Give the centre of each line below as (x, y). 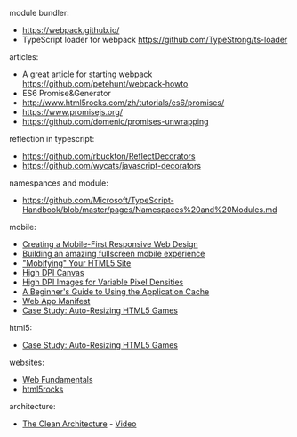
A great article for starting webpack (87, 74)
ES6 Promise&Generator (66, 93)
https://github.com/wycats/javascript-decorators (112, 165)
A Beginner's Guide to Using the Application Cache (116, 292)
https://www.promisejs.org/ (72, 112)
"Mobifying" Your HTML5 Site (76, 263)
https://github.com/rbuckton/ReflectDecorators (108, 156)
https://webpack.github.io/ (71, 30)
